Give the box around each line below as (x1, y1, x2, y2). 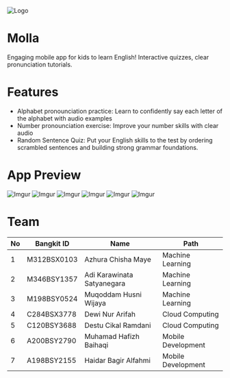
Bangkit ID (35, 238, 70, 248)
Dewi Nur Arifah (84, 309, 136, 318)
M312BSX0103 (27, 254, 78, 264)
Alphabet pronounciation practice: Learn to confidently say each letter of (16, 107, 223, 115)
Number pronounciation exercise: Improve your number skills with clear (16, 121, 219, 129)
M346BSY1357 (27, 274, 78, 283)
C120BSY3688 (27, 320, 77, 330)
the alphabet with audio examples (16, 114, 113, 123)
